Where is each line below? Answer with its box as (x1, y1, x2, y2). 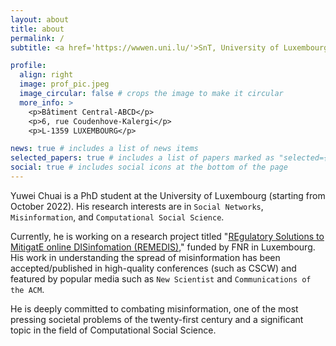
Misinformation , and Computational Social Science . (10, 211, 225, 223)
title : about (10, 24, 65, 34)
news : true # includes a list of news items (10, 144, 199, 154)
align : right (19, 70, 74, 80)
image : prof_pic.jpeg (19, 79, 110, 90)
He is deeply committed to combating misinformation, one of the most (10, 302, 299, 315)
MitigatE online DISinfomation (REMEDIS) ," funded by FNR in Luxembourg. (10, 241, 316, 253)
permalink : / (10, 33, 65, 43)
